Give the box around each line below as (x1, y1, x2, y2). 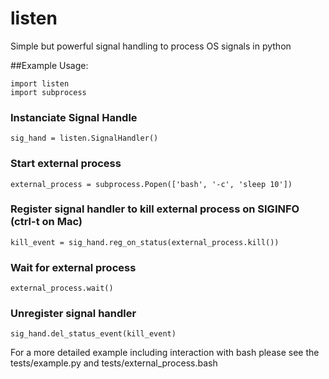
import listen (10, 78, 70, 89)
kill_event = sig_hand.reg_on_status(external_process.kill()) (10, 237, 280, 247)
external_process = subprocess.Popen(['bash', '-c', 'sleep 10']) (10, 179, 293, 189)
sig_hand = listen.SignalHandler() (10, 133, 159, 144)
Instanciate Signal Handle (10, 110, 138, 124)
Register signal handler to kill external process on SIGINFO (10, 202, 300, 216)
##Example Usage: (10, 59, 89, 71)
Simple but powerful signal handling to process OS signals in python (10, 40, 292, 52)
